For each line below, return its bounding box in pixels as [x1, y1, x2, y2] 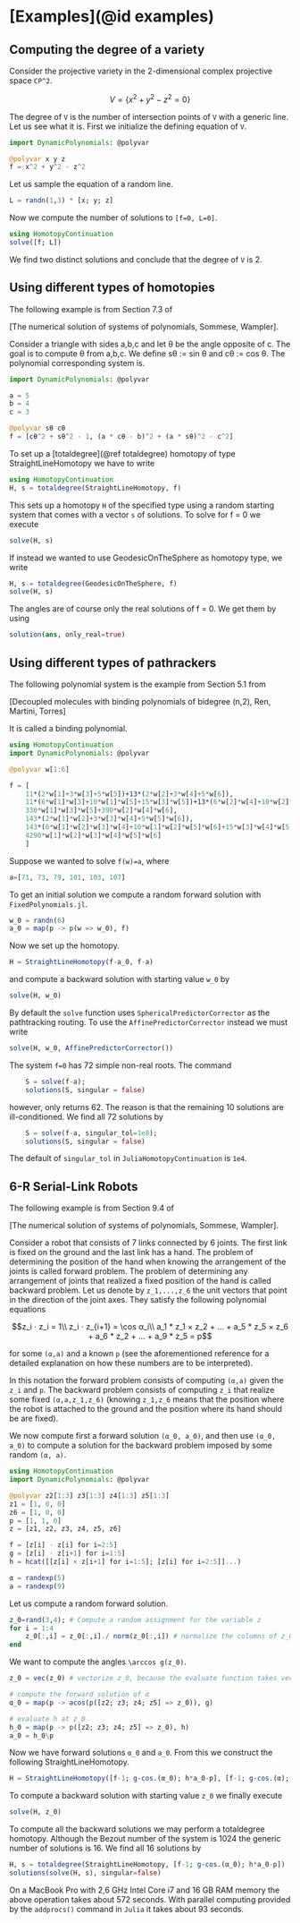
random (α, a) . [9, 1449, 67, 1460]
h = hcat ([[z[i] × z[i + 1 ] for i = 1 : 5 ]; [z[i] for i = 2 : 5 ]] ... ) [9, 1558, 242, 1567]
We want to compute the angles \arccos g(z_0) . [9, 1656, 187, 1667]
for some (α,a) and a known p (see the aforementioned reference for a [9, 1348, 270, 1359]
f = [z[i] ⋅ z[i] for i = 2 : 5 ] [9, 1541, 118, 1550]
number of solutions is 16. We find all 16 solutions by [9, 1842, 202, 1854]
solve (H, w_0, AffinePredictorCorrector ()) [9, 1044, 174, 1053]
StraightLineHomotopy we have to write [9, 457, 155, 468]
